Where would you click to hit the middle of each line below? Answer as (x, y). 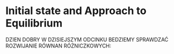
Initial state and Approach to (76, 11)
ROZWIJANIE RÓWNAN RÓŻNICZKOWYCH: (58, 46)
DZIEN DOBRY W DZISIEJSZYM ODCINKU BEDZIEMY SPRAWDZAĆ (87, 39)
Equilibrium (34, 23)
